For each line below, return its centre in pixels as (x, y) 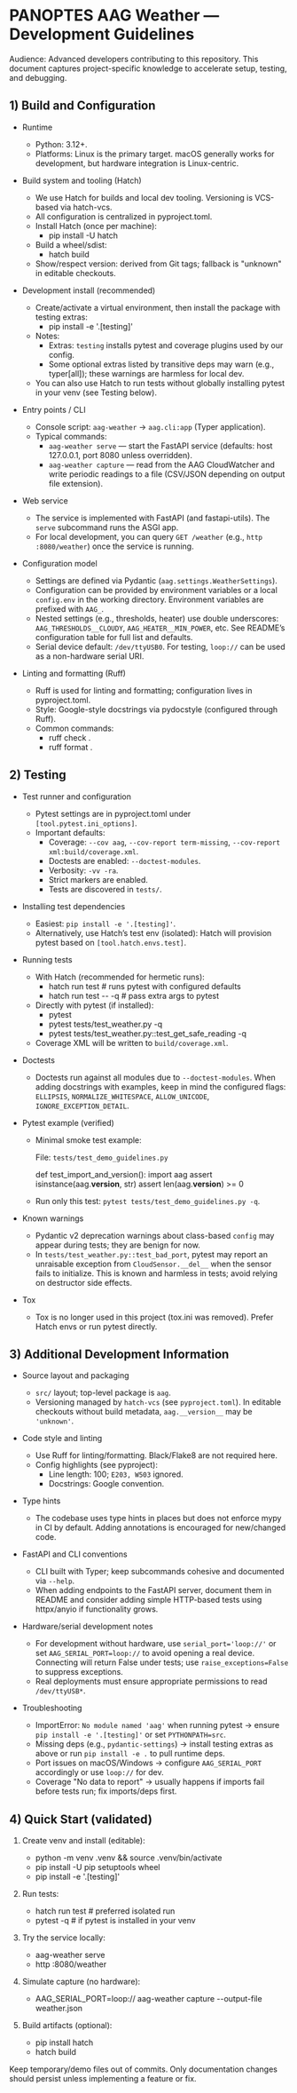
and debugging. (38, 77)
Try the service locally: (64, 1938)
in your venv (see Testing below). (96, 392)
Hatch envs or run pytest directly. (96, 1326)
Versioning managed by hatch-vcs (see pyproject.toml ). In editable (158, 1402)
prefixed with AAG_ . (70, 608)
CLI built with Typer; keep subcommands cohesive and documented (160, 1572)
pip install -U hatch (83, 235)
